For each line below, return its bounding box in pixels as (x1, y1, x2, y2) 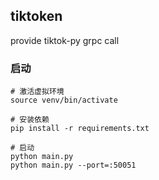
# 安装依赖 (10, 115, 50, 125)
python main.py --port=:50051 (10, 160, 137, 171)
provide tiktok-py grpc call (10, 34, 120, 46)
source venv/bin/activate (10, 95, 118, 106)
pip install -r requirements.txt (10, 124, 150, 134)
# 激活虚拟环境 (10, 87, 65, 97)
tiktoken (10, 8, 63, 25)
